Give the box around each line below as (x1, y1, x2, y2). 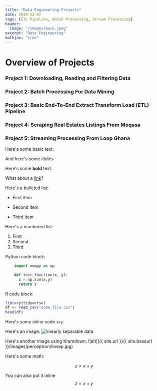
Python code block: (5, 254, 45, 260)
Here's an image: (5, 328, 40, 334)
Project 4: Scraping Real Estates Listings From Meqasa (5, 121, 141, 128)
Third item (12, 214, 34, 220)
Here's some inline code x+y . (5, 319, 64, 325)
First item (12, 195, 32, 201)
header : (5, 21, 21, 27)
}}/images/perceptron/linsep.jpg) (5, 343, 73, 349)
